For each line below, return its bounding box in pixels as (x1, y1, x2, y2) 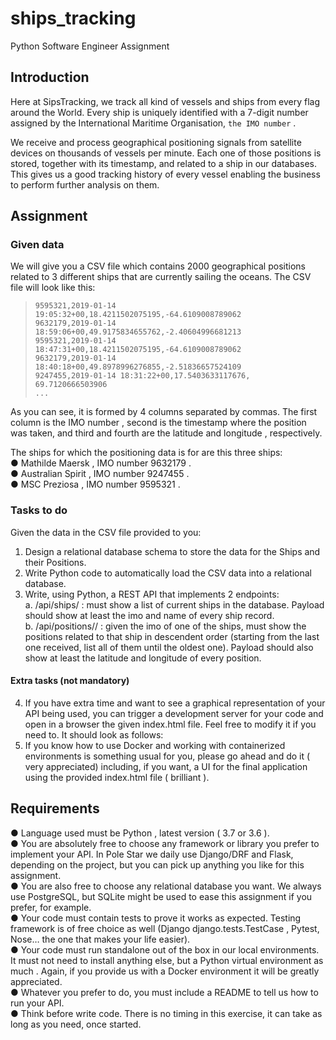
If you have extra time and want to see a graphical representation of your (24, 697, 326, 709)
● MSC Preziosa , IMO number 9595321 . (10, 478, 181, 491)
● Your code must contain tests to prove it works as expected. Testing (10, 912, 302, 924)
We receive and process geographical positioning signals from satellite (10, 136, 302, 148)
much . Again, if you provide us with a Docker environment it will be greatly (10, 965, 320, 977)
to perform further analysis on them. (10, 178, 160, 191)
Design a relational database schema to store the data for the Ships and (24, 545, 321, 557)
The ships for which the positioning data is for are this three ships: (10, 447, 283, 459)
